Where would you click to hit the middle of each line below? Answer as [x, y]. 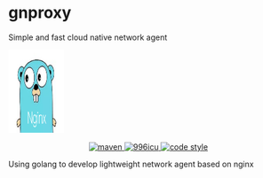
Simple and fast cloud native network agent [88, 37]
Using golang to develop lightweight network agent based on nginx [131, 164]
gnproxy [40, 13]
